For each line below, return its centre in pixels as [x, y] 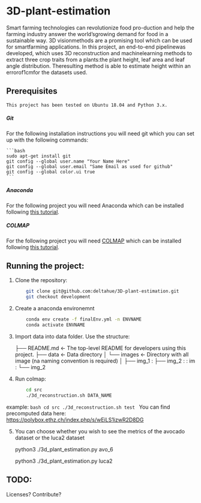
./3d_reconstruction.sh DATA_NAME [69, 395]
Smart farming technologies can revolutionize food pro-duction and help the [100, 28]
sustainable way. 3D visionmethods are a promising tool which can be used [99, 40]
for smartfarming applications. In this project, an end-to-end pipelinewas [96, 47]
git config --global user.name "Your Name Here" [68, 161]
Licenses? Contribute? [34, 494]
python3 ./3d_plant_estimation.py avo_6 [64, 449]
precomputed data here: [36, 413]
